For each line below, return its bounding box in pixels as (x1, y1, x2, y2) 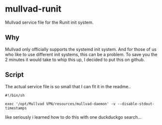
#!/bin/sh (5, 93, 25, 98)
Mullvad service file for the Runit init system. (5, 19, 94, 25)
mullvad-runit (5, 3, 62, 15)
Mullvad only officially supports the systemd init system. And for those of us (5, 46, 157, 52)
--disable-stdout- (118, 101, 155, 106)
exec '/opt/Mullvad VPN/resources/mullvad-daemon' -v (5, 101, 116, 106)
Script (5, 71, 24, 79)
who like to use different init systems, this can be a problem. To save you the (5, 51, 158, 57)
